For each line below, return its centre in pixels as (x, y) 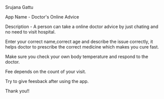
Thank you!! (17, 91)
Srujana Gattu (19, 7)
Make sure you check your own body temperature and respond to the (77, 56)
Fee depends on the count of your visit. (46, 71)
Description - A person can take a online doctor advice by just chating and (82, 26)
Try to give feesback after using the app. (47, 81)
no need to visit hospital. (30, 32)
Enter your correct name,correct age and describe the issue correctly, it (79, 41)
